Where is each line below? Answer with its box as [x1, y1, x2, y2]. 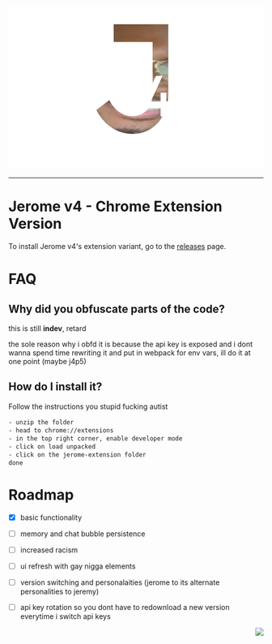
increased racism [19, 545, 79, 555]
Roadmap [8, 485, 74, 504]
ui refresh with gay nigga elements [19, 561, 136, 571]
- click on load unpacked [8, 442, 96, 451]
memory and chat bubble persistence [19, 529, 146, 539]
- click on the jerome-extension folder [8, 450, 147, 459]
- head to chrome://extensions [8, 426, 114, 435]
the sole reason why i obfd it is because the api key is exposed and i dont [8, 339, 253, 349]
